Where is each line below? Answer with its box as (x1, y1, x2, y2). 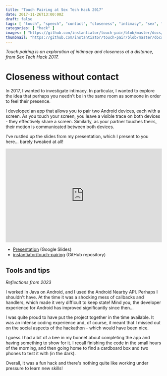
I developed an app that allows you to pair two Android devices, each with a (5, 108, 161, 114)
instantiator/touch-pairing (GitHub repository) (12, 252, 106, 258)
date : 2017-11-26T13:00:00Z (5, 12, 64, 17)
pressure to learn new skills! (5, 366, 63, 372)
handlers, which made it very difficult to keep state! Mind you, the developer (5, 300, 162, 305)
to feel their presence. (5, 98, 51, 104)
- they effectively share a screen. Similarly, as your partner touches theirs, (5, 118, 157, 124)
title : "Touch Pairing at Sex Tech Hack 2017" (5, 7, 104, 12)
